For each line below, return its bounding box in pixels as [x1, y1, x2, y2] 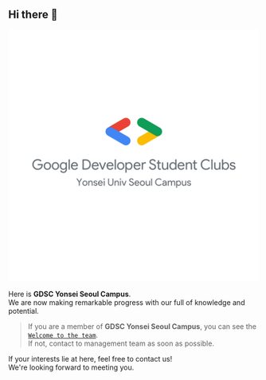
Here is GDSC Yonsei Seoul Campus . [8, 289, 131, 299]
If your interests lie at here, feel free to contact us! [8, 354, 173, 363]
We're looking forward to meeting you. [8, 362, 135, 372]
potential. [8, 306, 40, 315]
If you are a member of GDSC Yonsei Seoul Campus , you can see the [27, 321, 257, 331]
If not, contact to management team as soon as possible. [27, 338, 215, 348]
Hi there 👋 [8, 8, 58, 22]
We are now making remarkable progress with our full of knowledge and [8, 297, 245, 307]
